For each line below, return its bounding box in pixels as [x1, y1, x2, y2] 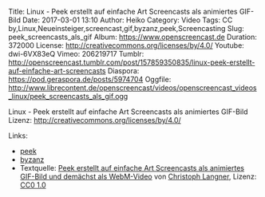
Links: [8, 131, 28, 140]
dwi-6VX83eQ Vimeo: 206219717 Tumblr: [8, 49, 144, 58]
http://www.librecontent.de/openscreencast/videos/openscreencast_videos [8, 83, 257, 93]
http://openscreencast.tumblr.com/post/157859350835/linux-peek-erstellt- [8, 57, 255, 67]
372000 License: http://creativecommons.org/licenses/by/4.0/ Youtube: [8, 41, 245, 50]
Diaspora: [107, 66, 140, 75]
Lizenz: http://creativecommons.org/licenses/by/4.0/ [8, 116, 181, 124]
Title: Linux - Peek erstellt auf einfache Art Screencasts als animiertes [8, 7, 238, 16]
